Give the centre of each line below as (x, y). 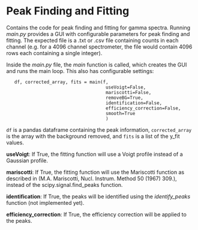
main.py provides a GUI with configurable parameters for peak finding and (98, 34)
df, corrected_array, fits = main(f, (61, 82)
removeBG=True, (124, 98)
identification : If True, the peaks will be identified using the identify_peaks (98, 196)
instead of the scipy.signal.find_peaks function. (64, 184)
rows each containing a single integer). (54, 53)
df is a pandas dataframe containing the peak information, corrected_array (99, 129)
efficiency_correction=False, (143, 108)
